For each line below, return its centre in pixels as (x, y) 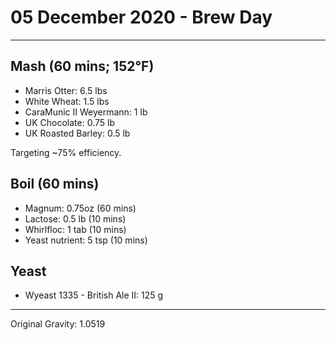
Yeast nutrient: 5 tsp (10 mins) (86, 240)
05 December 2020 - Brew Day (141, 17)
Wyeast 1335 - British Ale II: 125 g (94, 295)
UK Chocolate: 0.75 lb (69, 122)
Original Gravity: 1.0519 (58, 324)
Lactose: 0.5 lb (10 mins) (75, 218)
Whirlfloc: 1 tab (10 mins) (75, 229)
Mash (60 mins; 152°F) (82, 66)
